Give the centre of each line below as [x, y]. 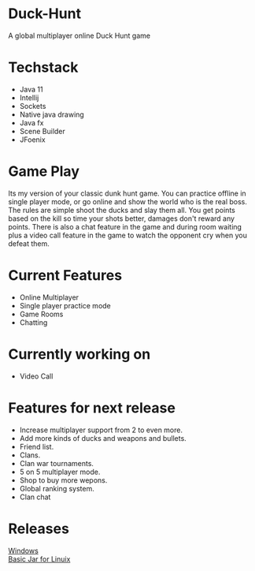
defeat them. [29, 243]
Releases [39, 528]
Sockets [33, 106]
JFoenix [32, 140]
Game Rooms [41, 314]
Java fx [31, 122]
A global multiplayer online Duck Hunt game [79, 35]
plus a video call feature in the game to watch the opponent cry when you [128, 235]
